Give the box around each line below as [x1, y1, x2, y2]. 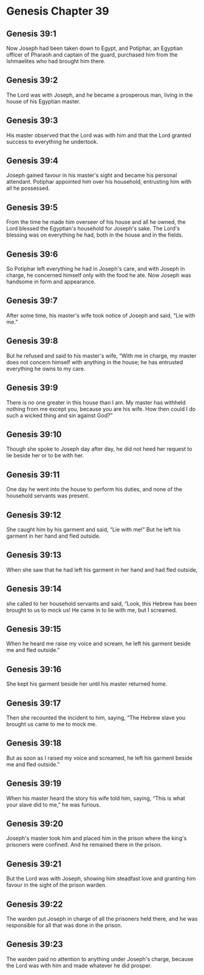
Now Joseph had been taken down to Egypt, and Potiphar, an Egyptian [6, 44, 183, 52]
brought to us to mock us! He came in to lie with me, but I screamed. [6, 606, 177, 614]
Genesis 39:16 [6, 664, 62, 675]
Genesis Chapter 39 [6, 4, 109, 18]
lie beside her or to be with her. [6, 452, 84, 459]
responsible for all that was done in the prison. [6, 921, 123, 929]
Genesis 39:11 [6, 470, 60, 480]
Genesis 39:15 [6, 623, 62, 634]
